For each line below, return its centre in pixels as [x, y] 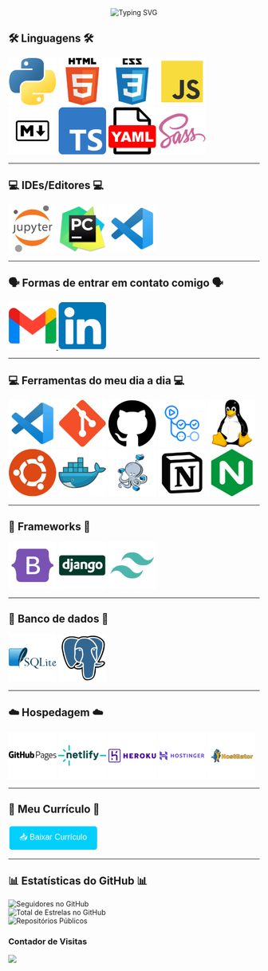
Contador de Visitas [48, 942]
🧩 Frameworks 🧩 [49, 527]
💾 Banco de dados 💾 [59, 619]
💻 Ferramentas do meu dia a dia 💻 [97, 381]
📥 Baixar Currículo [53, 837]
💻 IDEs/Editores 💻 [56, 185]
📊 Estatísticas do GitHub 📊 [78, 881]
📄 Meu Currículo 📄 [54, 810]
